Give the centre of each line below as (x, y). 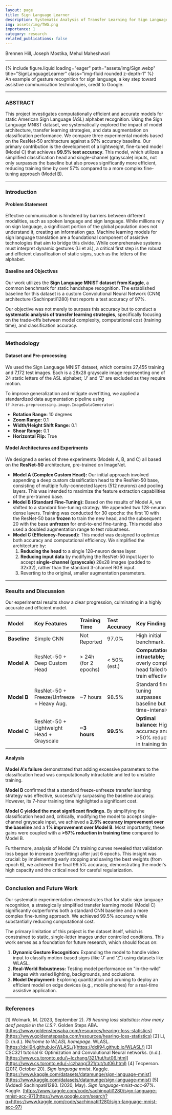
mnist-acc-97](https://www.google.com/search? (57, 1096)
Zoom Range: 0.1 (31, 420)
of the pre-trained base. (38, 496)
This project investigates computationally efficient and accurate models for (84, 114)
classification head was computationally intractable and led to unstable (80, 775)
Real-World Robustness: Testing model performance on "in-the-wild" (87, 969)
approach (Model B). (41, 174)
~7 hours (91, 697)
